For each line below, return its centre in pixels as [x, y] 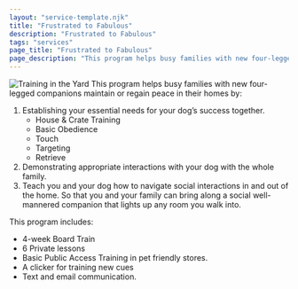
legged [22, 93]
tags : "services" [41, 42]
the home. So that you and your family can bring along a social [136, 195]
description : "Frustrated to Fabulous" [83, 34]
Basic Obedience [67, 129]
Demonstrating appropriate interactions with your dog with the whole [148, 167]
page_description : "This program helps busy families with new [129, 59]
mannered [41, 204]
